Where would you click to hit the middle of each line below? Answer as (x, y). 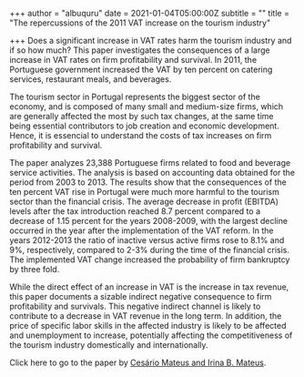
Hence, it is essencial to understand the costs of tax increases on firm (141, 135)
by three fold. (35, 269)
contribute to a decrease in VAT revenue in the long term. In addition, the (146, 316)
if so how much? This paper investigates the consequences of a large (140, 50)
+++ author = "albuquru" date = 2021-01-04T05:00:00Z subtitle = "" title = (149, 13)
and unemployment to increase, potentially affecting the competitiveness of (151, 335)
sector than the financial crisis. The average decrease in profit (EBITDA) (144, 201)
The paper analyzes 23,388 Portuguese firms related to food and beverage (150, 163)
